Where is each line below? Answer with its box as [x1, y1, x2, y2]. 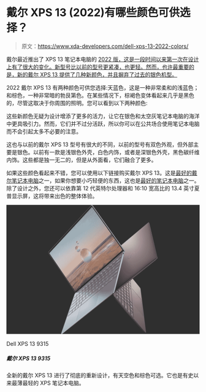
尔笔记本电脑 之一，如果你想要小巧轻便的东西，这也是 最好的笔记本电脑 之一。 [6, 176, 200, 184]
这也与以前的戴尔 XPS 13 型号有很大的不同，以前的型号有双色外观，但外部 [6, 141, 194, 148]
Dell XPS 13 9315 [6, 340, 49, 347]
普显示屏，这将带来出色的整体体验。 [6, 192, 98, 200]
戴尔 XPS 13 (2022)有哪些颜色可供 [6, 6, 180, 20]
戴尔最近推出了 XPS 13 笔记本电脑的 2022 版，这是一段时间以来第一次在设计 [6, 55, 199, 63]
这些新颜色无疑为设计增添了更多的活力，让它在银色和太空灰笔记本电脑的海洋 [6, 112, 200, 120]
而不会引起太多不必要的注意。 [6, 127, 82, 135]
